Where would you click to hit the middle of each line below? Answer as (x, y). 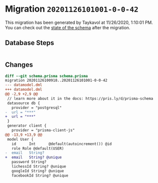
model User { (20, 139)
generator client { (27, 126)
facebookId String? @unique (40, 175)
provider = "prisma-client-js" (43, 130)
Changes (19, 65)
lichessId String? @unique (39, 166)
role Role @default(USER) (38, 148)
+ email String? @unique (34, 157)
